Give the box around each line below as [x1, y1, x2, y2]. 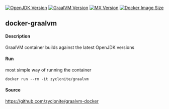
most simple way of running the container [5, 66, 92, 72]
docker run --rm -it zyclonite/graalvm [5, 76, 89, 81]
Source [5, 87, 21, 93]
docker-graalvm [5, 19, 57, 27]
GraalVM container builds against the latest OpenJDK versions [5, 44, 135, 50]
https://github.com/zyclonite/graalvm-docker [5, 98, 99, 104]
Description [5, 33, 31, 39]
